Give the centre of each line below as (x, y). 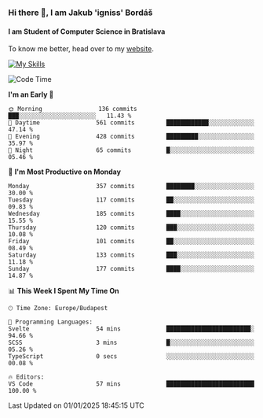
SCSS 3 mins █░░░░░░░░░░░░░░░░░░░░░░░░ (131, 343)
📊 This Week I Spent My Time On (64, 291)
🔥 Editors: (26, 377)
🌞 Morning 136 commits (73, 109)
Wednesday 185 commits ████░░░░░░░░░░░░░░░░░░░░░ (131, 214)
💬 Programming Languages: (50, 322)
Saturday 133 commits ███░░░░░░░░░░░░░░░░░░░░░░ (131, 255)
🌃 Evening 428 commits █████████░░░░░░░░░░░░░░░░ (131, 137)
